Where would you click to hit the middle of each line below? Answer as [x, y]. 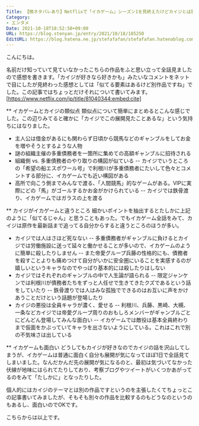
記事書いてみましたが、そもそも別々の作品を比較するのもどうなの [91, 397]
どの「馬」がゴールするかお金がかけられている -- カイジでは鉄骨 [104, 190]
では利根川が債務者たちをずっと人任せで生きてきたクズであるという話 [105, 283]
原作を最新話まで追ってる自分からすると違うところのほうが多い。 [102, 225]
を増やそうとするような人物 [49, 146]
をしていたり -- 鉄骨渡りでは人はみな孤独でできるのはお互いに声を [96, 290]
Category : [18, 17]
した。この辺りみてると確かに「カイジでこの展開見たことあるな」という [94, 118]
